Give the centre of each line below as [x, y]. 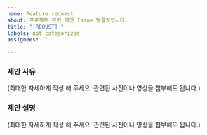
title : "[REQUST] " [36, 27]
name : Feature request [40, 14]
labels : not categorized [44, 33]
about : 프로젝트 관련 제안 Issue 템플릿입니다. [68, 20]
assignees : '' [28, 40]
